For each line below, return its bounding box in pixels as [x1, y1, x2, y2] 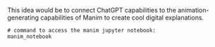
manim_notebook [7, 33, 52, 40]
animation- [177, 6, 209, 14]
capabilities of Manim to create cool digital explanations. [40, 13, 204, 22]
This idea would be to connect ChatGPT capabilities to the [7, 6, 176, 14]
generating [7, 13, 39, 22]
